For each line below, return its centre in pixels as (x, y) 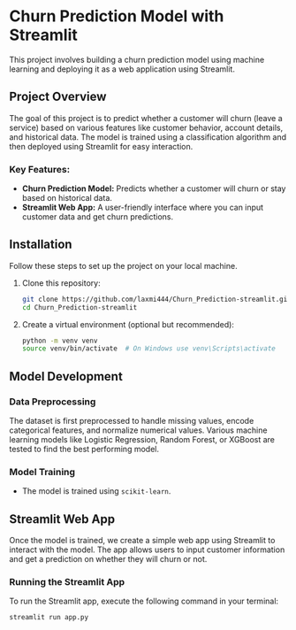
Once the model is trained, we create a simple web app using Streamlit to (142, 541)
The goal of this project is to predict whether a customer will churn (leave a (146, 118)
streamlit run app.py (49, 618)
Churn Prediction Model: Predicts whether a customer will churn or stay (154, 188)
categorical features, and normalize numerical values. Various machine (138, 430)
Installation (41, 245)
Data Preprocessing (53, 402)
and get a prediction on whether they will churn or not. (108, 559)
